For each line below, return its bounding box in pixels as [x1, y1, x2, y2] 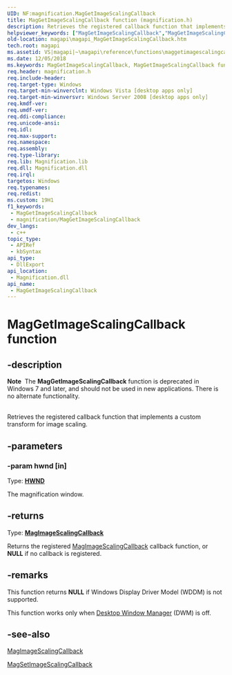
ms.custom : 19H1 [7, 197, 54, 204]
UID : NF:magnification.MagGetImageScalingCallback [7, 10, 156, 17]
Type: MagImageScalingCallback [7, 528, 104, 537]
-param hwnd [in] [7, 461, 67, 471]
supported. [7, 595, 39, 603]
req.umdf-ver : [7, 107, 48, 114]
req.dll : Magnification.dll [7, 164, 88, 172]
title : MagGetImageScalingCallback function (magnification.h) [7, 17, 193, 24]
